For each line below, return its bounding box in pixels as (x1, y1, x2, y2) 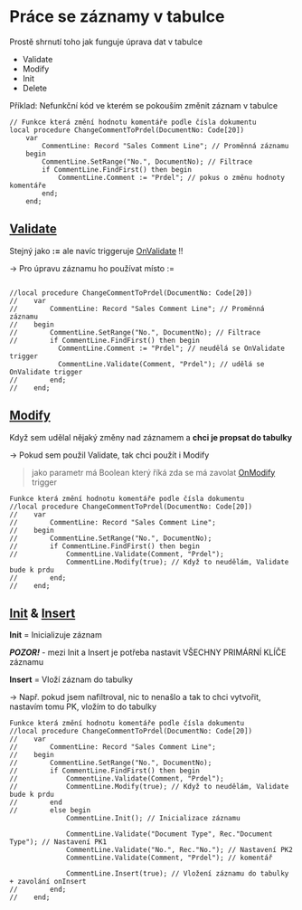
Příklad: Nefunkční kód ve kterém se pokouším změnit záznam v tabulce (9, 100, 278, 110)
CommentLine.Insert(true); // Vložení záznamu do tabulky (66, 869, 289, 878)
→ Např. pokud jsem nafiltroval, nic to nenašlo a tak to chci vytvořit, (9, 692, 261, 703)
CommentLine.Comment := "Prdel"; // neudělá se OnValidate (57, 344, 285, 353)
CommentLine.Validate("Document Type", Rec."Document (66, 829, 273, 839)
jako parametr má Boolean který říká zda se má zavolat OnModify (31, 467, 276, 478)
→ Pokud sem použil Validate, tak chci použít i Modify (9, 450, 210, 460)
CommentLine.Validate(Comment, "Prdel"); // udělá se (57, 359, 265, 368)
